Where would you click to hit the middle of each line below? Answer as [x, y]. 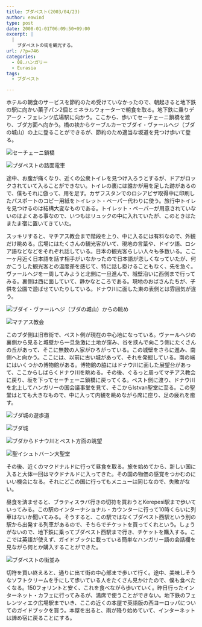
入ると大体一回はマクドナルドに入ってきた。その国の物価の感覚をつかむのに [101, 474]
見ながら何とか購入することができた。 [54, 547]
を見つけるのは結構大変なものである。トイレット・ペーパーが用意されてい [99, 208]
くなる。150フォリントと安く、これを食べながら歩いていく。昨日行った [95, 588]
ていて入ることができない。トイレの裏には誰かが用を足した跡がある [106, 186]
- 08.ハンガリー [30, 62]
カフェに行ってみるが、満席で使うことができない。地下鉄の [112, 595]
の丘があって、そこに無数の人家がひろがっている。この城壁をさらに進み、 [98, 350]
